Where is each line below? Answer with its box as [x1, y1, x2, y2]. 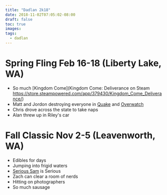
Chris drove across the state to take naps [12, 106, 98, 112]
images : [5, 26, 22, 31]
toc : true [5, 21, 26, 27]
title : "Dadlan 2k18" [5, 7, 51, 13]
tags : [5, 31, 17, 36]
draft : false [5, 17, 33, 22]
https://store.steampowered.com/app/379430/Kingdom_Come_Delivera [12, 90, 162, 96]
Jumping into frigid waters [12, 163, 68, 169]
